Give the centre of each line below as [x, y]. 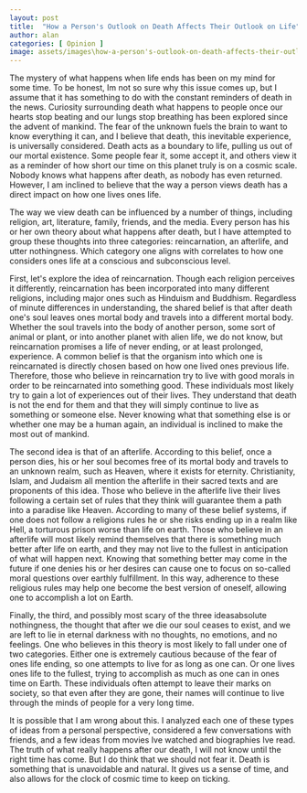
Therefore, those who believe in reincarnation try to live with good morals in [152, 376]
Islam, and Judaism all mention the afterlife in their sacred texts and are [144, 481]
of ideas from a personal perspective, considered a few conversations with [150, 730]
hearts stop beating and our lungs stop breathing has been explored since [149, 117]
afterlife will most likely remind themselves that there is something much [145, 540]
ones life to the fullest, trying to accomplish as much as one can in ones [145, 674]
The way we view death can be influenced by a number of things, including [151, 212]
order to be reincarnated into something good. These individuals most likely [152, 386]
